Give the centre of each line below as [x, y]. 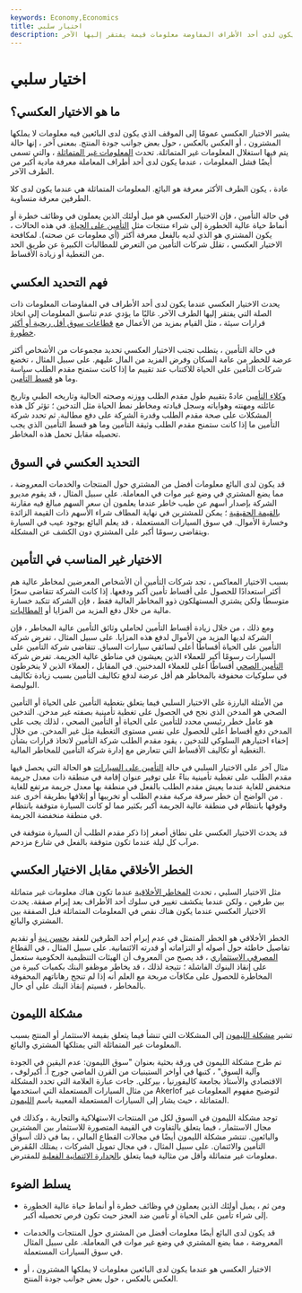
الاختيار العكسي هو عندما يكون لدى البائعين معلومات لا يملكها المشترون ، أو [147, 1269]
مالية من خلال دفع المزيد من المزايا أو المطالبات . [91, 610]
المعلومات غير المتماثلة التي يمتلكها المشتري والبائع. [96, 1045]
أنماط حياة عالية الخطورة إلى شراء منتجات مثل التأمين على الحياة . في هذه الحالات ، [149, 225]
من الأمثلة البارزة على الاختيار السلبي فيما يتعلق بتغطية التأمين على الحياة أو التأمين [147, 702]
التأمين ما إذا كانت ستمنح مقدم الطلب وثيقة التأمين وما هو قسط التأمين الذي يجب [145, 425]
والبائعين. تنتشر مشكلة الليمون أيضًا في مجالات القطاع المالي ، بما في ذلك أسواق [144, 1137]
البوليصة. [25, 684]
